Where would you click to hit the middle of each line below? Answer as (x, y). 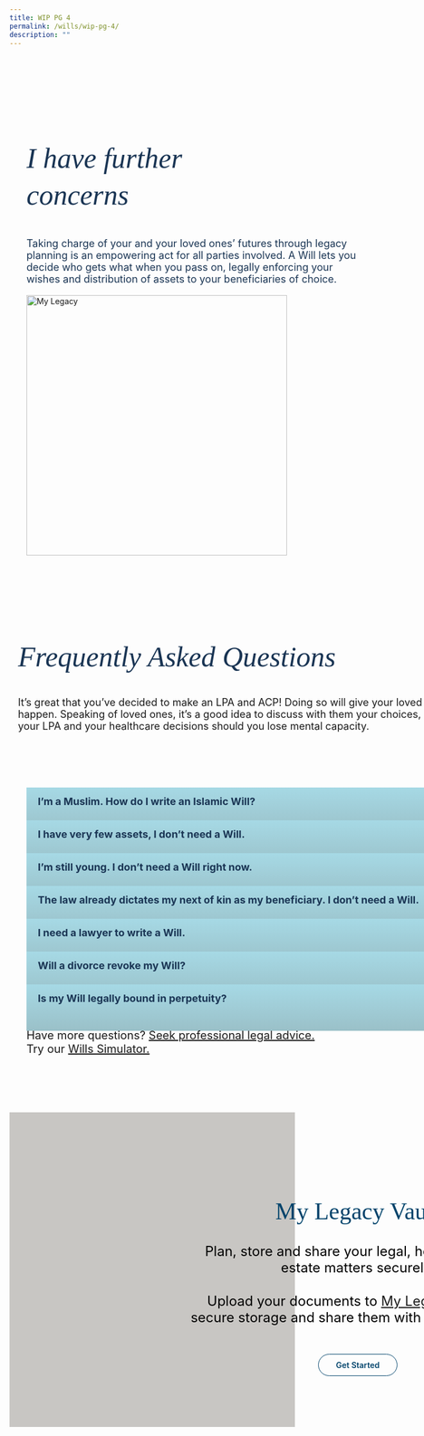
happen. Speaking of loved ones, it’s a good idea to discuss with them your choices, (219, 714)
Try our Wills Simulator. (88, 1049)
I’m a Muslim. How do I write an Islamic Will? (147, 802)
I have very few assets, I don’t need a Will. (141, 834)
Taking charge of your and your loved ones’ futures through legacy (187, 243)
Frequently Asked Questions (177, 656)
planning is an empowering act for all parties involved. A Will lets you (191, 255)
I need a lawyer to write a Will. (111, 933)
